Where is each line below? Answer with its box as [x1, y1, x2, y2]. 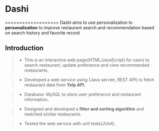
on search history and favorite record [5, 30, 80, 36]
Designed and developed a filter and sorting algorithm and [24, 106, 144, 112]
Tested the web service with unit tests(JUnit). [24, 120, 116, 126]
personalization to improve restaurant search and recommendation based [5, 24, 155, 30]
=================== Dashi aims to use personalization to [5, 19, 133, 25]
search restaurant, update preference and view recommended [24, 62, 150, 68]
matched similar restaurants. [24, 111, 82, 117]
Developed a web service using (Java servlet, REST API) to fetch [24, 76, 155, 82]
